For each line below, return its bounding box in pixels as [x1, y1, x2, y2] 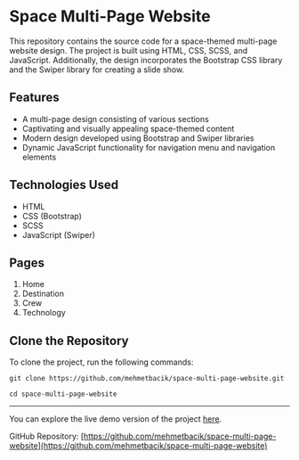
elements [21, 152, 57, 162]
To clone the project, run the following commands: [9, 357, 194, 367]
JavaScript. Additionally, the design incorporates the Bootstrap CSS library [9, 54, 283, 65]
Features [9, 90, 60, 105]
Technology [21, 308, 67, 318]
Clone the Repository [9, 333, 129, 349]
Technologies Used [9, 177, 118, 193]
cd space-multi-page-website [9, 390, 117, 398]
